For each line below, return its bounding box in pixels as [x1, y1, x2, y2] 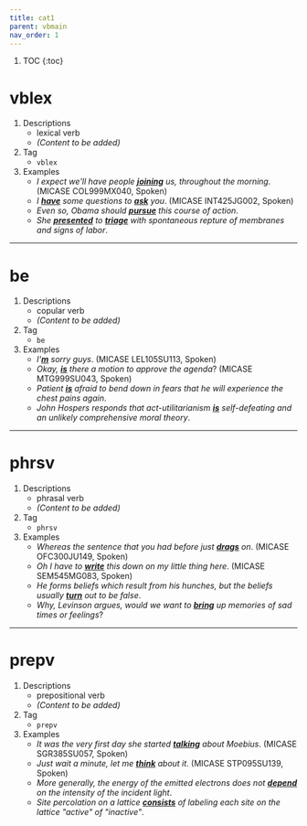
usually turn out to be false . [36, 590, 142, 601]
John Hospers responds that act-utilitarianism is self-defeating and [36, 402, 292, 413]
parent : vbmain [9, 22, 68, 31]
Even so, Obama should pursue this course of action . [36, 205, 239, 216]
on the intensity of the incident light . [36, 788, 173, 799]
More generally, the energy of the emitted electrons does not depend [36, 778, 298, 788]
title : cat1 [9, 13, 55, 23]
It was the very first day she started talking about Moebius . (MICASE [36, 738, 297, 750]
